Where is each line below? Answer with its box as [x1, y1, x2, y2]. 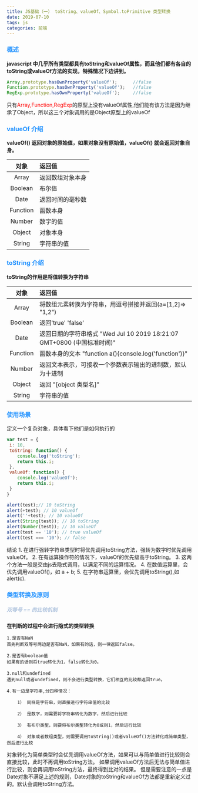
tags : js [6, 19, 28, 25]
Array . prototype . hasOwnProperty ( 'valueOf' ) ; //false [6, 79, 152, 85]
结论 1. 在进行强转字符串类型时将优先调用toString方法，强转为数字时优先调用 [6, 546, 192, 553]
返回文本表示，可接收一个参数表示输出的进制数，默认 [39, 360, 187, 368]
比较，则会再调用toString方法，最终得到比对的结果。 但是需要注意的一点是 [11, 765, 192, 772]
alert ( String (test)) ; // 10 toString [6, 518, 99, 524]
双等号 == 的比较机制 [6, 607, 58, 614]
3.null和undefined [6, 670, 51, 677]
